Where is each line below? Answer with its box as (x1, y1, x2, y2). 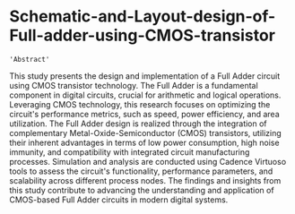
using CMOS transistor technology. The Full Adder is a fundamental (9, 80, 258, 90)
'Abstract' (9, 55, 50, 64)
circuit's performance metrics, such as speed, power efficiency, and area (9, 108, 280, 119)
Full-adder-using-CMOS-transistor (9, 25, 276, 46)
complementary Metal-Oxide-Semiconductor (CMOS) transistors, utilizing (9, 127, 282, 138)
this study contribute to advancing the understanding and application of (9, 184, 275, 195)
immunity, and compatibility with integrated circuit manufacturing (9, 146, 250, 158)
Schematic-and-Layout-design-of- (9, 6, 276, 27)
